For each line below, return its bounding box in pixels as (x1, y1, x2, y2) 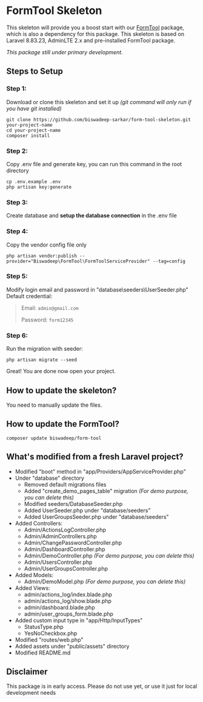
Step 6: (6, 331, 28, 340)
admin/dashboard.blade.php (24, 603, 95, 611)
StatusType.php (24, 623, 64, 630)
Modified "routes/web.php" (15, 636, 84, 643)
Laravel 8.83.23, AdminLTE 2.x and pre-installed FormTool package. (6, 37, 176, 44)
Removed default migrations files (24, 480, 107, 488)
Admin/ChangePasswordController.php (24, 539, 122, 546)
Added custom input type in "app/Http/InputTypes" (15, 616, 143, 624)
